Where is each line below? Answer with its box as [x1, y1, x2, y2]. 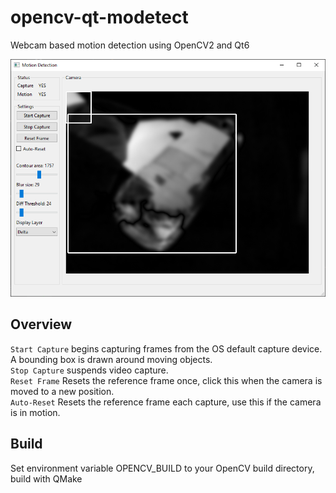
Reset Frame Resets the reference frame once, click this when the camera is [10, 374, 323, 386]
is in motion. [10, 406, 61, 418]
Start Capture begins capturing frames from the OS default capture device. [10, 342, 323, 355]
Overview [10, 316, 73, 333]
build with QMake [10, 472, 83, 485]
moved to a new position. [10, 385, 115, 397]
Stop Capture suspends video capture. [10, 364, 169, 376]
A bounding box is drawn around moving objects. [10, 353, 213, 365]
